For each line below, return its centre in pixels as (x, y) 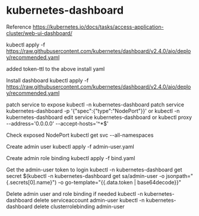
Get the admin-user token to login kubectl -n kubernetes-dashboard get (94, 170)
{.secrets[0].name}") (31, 182)
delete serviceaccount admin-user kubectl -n (89, 200)
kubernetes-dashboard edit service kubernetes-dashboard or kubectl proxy (99, 117)
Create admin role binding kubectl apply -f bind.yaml (71, 158)
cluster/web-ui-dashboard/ (39, 33)
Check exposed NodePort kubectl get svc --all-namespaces (80, 135)
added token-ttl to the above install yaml (56, 68)
